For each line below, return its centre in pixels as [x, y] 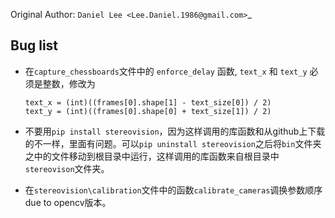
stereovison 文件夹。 [67, 168]
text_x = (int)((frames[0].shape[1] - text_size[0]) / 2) [148, 102]
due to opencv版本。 [68, 202]
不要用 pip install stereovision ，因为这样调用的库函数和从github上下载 [175, 131]
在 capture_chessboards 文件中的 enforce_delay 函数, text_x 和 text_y [166, 71]
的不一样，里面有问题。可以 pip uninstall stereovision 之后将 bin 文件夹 [173, 143]
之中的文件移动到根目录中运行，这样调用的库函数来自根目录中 [152, 156]
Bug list [34, 45]
